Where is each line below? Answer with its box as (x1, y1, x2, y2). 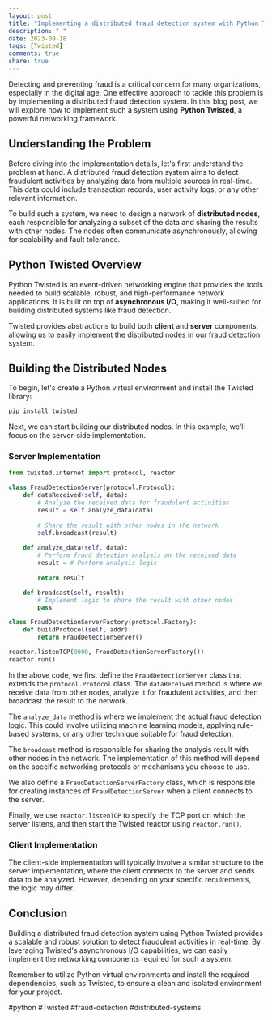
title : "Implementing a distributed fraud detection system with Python (8, 19, 259, 28)
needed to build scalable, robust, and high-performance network (8, 288, 225, 298)
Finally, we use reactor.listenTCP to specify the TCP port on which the (8, 810, 246, 820)
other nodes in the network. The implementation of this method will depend (8, 753, 261, 763)
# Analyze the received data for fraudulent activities (37, 499, 230, 507)
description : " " (8, 27, 67, 35)
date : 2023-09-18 (8, 34, 67, 43)
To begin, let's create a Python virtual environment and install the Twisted (8, 383, 253, 393)
